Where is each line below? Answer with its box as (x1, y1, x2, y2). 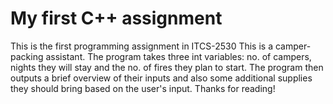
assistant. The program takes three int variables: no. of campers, (45, 50, 312, 62)
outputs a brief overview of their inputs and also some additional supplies (10, 72, 313, 84)
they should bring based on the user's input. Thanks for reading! (10, 82, 276, 94)
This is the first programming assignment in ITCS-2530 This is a (10, 40, 274, 52)
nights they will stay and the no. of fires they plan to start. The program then (10, 61, 324, 73)
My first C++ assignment (10, 7, 223, 30)
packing (10, 50, 44, 62)
